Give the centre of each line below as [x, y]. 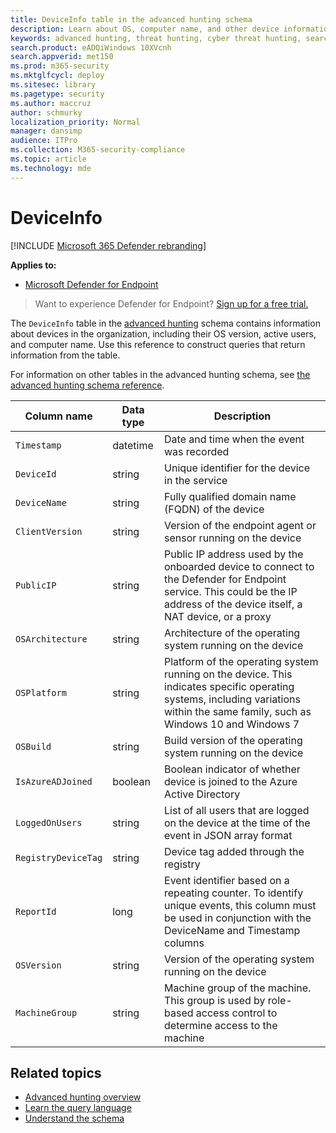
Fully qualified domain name [230, 496]
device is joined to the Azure [231, 781]
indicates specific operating [229, 686]
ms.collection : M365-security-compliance [98, 150]
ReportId [36, 911]
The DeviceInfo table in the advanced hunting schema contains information [165, 323]
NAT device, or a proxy [218, 616]
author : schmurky [46, 112]
